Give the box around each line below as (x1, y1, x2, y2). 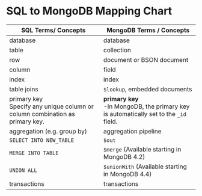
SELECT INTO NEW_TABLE (9, 136, 74, 144)
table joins (9, 85, 38, 93)
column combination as (9, 109, 75, 118)
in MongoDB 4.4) (103, 170, 152, 178)
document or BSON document (103, 55, 189, 64)
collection (103, 46, 131, 54)
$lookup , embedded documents (103, 85, 192, 93)
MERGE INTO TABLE (9, 149, 59, 156)
